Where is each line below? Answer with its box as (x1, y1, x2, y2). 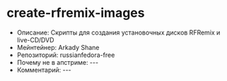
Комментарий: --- (16, 66, 71, 74)
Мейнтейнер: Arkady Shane (16, 43, 100, 51)
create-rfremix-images (6, 5, 145, 21)
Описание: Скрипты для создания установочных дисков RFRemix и (16, 28, 221, 37)
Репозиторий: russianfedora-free (16, 51, 115, 59)
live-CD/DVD (16, 35, 54, 44)
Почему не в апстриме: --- (16, 58, 99, 66)
